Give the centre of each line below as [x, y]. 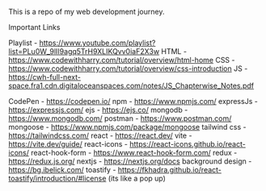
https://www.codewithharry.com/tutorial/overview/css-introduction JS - [128, 69]
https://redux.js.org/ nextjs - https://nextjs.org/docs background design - [130, 161]
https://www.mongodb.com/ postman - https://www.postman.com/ [120, 118]
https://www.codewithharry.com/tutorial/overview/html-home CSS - [122, 60]
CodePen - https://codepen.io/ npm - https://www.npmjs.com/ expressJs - [133, 101]
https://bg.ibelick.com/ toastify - [62, 170]
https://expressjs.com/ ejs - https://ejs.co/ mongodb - [98, 110]
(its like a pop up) [137, 178]
